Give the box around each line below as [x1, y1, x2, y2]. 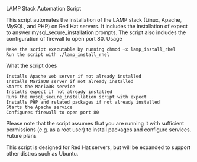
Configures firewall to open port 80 [6, 110, 99, 115]
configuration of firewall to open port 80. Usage [6, 35, 122, 42]
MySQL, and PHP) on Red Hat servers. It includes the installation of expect [6, 23, 188, 29]
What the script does [6, 62, 57, 69]
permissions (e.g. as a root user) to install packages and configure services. [6, 126, 192, 133]
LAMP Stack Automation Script [6, 5, 82, 12]
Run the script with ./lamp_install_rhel [6, 52, 110, 58]
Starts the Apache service [6, 104, 73, 110]
